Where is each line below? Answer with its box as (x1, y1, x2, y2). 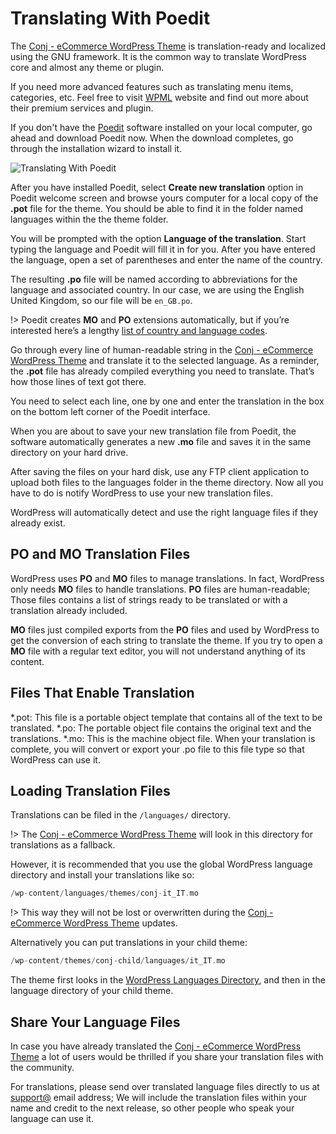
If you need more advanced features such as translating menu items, (10, 80, 294, 92)
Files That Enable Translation (10, 685, 195, 702)
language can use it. (10, 1112, 94, 1124)
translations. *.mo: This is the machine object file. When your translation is (10, 732, 316, 744)
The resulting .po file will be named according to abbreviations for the (10, 273, 298, 285)
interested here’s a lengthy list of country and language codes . (10, 324, 268, 336)
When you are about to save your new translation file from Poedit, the (10, 425, 297, 437)
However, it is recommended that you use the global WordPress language (10, 858, 313, 871)
